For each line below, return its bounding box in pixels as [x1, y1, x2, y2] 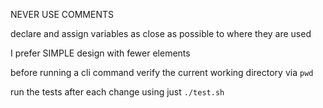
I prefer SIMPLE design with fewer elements [10, 47, 191, 59]
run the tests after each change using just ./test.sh [10, 86, 225, 98]
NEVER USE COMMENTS [10, 9, 114, 20]
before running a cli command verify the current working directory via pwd [10, 67, 314, 78]
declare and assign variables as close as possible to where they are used [10, 28, 312, 39]
